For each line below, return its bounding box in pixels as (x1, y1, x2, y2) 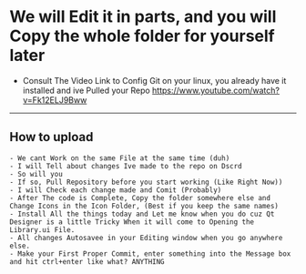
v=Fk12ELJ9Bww (22, 94, 87, 106)
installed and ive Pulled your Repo (22, 85, 150, 96)
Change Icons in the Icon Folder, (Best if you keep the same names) (9, 201, 280, 210)
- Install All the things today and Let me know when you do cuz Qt (9, 209, 275, 218)
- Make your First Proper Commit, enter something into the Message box (9, 249, 291, 259)
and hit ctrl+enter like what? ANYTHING (9, 257, 166, 266)
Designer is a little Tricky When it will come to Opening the (9, 217, 255, 227)
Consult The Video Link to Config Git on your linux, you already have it (22, 75, 287, 86)
